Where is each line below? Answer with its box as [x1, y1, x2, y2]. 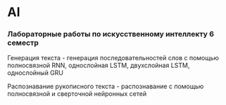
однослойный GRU [7, 69, 63, 77]
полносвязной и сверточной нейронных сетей [7, 90, 146, 98]
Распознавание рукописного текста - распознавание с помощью [7, 82, 204, 91]
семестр [7, 38, 39, 48]
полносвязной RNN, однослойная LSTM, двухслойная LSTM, [7, 61, 190, 70]
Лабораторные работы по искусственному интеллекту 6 [7, 29, 215, 39]
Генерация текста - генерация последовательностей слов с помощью [7, 54, 220, 62]
